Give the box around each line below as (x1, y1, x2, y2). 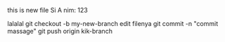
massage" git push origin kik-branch (7, 27, 112, 35)
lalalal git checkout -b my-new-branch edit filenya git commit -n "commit (7, 20, 219, 27)
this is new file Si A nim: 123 (7, 6, 88, 14)
